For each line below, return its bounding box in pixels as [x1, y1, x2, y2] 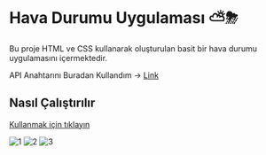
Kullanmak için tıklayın [9, 119, 90, 129]
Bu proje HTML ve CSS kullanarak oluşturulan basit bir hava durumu [9, 43, 257, 54]
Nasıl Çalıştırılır [9, 96, 96, 111]
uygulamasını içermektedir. [9, 52, 108, 63]
